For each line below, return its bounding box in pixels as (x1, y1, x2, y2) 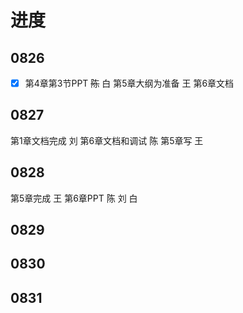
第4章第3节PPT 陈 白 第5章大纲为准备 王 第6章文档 (24, 77, 235, 89)
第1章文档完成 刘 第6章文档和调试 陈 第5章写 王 (10, 134, 204, 146)
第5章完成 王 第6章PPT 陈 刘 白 (10, 192, 138, 204)
